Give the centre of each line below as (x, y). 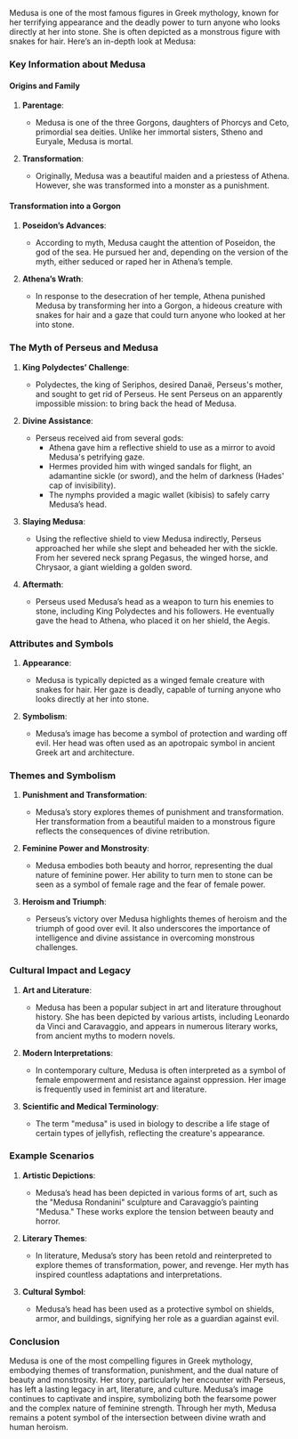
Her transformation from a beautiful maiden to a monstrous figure (155, 822)
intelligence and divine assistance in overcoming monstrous (145, 938)
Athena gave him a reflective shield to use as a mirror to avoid (162, 447)
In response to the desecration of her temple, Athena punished (150, 297)
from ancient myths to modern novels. (105, 1036)
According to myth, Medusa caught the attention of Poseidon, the (155, 243)
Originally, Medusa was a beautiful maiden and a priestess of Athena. (162, 176)
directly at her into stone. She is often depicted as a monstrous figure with (145, 32)
